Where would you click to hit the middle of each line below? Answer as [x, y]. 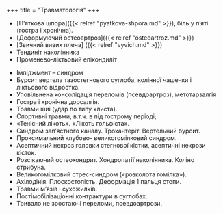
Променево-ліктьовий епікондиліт [67, 59]
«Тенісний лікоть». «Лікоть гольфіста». [73, 123]
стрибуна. [31, 167]
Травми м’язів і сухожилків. [57, 189]
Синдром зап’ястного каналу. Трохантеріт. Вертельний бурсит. [108, 131]
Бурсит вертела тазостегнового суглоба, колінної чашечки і [104, 80]
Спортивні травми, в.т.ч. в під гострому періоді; [86, 116]
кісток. [26, 152]
